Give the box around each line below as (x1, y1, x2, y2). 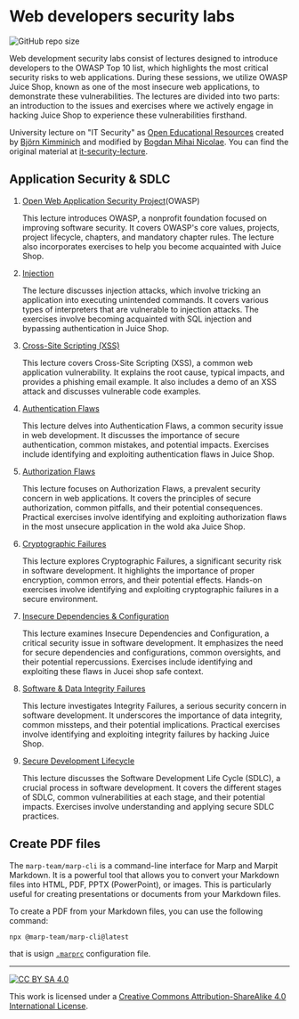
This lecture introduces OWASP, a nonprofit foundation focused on (21, 212, 267, 224)
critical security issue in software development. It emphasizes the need (21, 637, 284, 648)
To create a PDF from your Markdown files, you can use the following (9, 906, 263, 917)
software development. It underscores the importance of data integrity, (21, 710, 283, 721)
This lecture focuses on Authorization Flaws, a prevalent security (21, 483, 261, 493)
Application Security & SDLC (9, 172, 171, 187)
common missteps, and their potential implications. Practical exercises (21, 719, 280, 730)
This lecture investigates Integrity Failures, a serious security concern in (21, 700, 287, 711)
